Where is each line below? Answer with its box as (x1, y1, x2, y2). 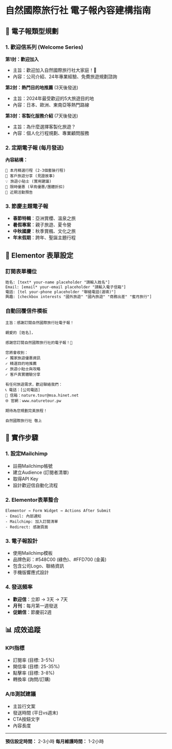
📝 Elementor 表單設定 (5, 251, 74, 260)
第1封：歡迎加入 (5, 56, 39, 62)
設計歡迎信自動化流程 (12, 482, 58, 488)
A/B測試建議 (5, 690, 36, 698)
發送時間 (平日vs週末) (12, 709, 59, 716)
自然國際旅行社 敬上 (5, 418, 42, 423)
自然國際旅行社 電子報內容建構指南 (5, 5, 151, 16)
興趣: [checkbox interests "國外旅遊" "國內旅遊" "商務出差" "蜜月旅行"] (5, 294, 152, 299)
